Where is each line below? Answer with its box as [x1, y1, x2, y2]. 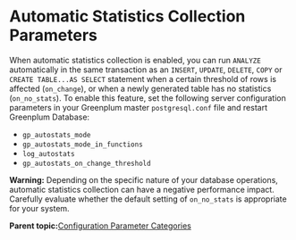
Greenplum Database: [9, 112, 90, 122]
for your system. [9, 203, 70, 213]
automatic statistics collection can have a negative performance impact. [9, 184, 275, 194]
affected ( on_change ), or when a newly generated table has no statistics [9, 83, 272, 94]
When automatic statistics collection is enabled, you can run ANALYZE [9, 54, 261, 65]
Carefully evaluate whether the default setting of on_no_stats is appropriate [9, 194, 288, 204]
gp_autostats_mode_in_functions [21, 140, 143, 149]
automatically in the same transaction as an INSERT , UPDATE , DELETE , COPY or [9, 64, 283, 75]
